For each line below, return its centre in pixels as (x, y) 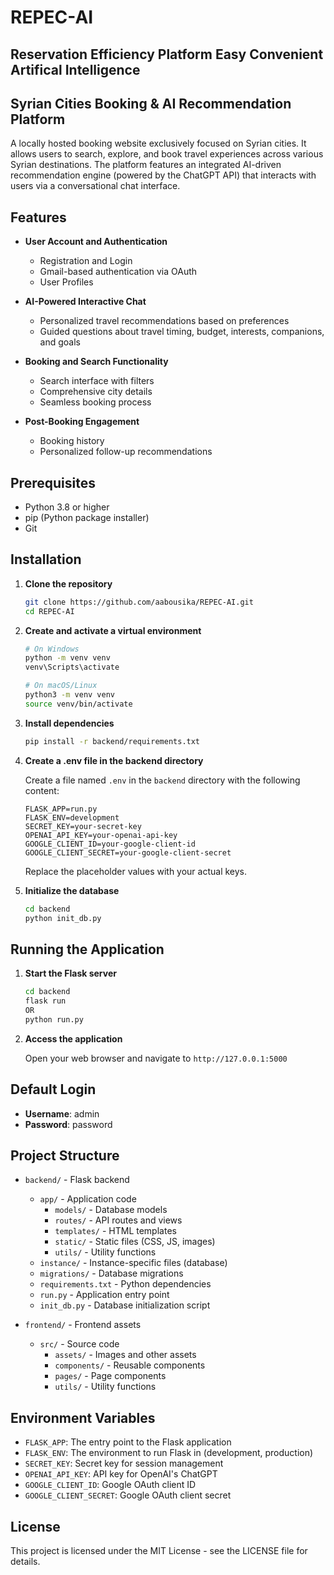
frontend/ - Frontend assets (83, 1325)
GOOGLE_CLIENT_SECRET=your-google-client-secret (128, 852)
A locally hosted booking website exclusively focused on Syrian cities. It (158, 143)
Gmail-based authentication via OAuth (118, 272)
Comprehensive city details (96, 392)
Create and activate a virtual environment (113, 630)
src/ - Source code (79, 1344)
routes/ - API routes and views (118, 1220)
